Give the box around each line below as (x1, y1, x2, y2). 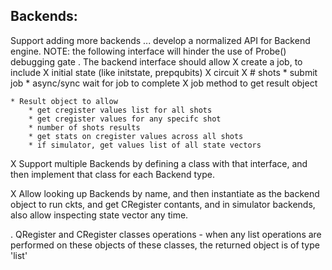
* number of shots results (28, 122, 141, 133)
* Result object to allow (10, 96, 118, 106)
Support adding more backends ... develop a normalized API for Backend (10, 34, 311, 46)
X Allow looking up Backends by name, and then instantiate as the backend (10, 187, 320, 199)
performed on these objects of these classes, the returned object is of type (10, 239, 320, 251)
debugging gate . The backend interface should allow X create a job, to (10, 55, 303, 68)
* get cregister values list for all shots (28, 105, 213, 115)
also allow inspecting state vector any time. (10, 209, 189, 221)
